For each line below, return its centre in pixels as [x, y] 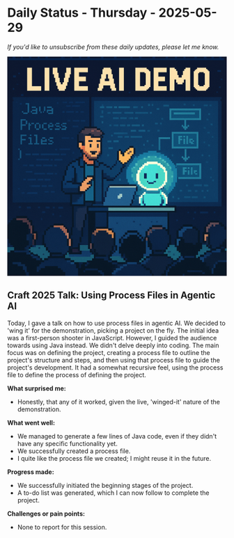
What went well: [31, 422]
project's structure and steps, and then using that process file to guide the [114, 360]
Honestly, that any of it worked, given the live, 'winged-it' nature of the [119, 402]
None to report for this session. [62, 527]
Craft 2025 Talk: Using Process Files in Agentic [111, 295]
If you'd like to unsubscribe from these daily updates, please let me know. [113, 47]
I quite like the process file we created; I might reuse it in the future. [114, 458]
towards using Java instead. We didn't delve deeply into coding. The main [113, 345]
